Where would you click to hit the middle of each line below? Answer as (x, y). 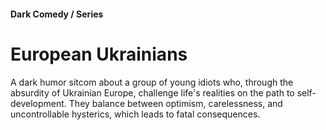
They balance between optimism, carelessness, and (175, 103)
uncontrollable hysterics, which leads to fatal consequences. (135, 114)
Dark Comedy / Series (57, 14)
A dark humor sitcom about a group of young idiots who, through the (152, 82)
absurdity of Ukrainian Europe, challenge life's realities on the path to (152, 92)
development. (38, 103)
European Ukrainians (99, 54)
